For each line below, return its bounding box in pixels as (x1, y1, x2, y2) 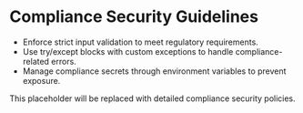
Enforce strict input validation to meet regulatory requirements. (22, 36, 259, 47)
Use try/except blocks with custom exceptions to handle (22, 46, 234, 56)
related (22, 56, 50, 67)
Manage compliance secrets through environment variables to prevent (22, 66, 287, 77)
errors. (51, 56, 77, 67)
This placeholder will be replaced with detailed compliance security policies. (9, 93, 296, 104)
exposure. (22, 75, 61, 86)
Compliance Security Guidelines (9, 6, 259, 27)
